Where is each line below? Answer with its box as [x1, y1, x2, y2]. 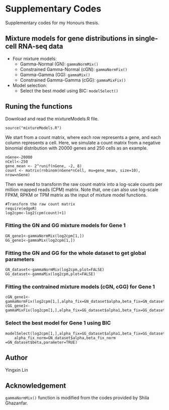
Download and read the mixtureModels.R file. [5, 115, 99, 121]
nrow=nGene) [5, 172, 30, 177]
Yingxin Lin [5, 367, 29, 373]
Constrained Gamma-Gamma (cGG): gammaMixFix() [20, 77, 126, 83]
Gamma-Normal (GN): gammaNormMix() [20, 61, 99, 67]
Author [5, 354, 28, 362]
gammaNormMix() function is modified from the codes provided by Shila [5, 395, 149, 401]
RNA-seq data [18, 42, 63, 51]
